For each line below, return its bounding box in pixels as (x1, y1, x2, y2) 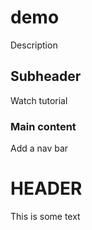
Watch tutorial (10, 94, 68, 106)
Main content (10, 119, 77, 133)
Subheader (10, 68, 82, 85)
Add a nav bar (10, 142, 69, 155)
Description (10, 39, 58, 51)
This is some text (10, 210, 81, 222)
